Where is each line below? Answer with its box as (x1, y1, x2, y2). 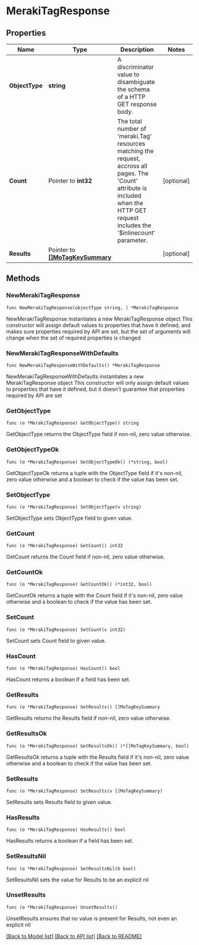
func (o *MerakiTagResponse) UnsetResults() (6, 904, 118, 911)
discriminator (117, 63, 154, 71)
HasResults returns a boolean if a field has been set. (6, 837, 134, 844)
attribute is (117, 184, 147, 192)
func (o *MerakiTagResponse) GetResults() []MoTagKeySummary (6, 704, 161, 710)
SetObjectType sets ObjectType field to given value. (6, 514, 133, 522)
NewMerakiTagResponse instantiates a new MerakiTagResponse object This (6, 315, 193, 322)
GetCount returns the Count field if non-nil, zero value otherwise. (6, 553, 165, 560)
